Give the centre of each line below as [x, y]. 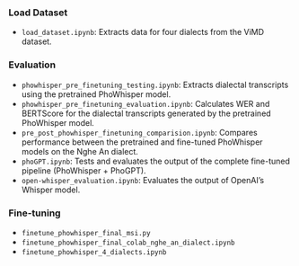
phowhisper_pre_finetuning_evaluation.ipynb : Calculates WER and [145, 103]
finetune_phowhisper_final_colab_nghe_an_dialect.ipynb [128, 243]
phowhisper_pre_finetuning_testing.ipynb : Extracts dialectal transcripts [155, 84]
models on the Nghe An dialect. [79, 151]
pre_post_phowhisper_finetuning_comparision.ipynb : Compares [139, 132]
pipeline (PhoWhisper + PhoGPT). [84, 170]
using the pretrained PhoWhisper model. [96, 94]
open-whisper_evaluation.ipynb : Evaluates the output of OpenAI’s [143, 180]
